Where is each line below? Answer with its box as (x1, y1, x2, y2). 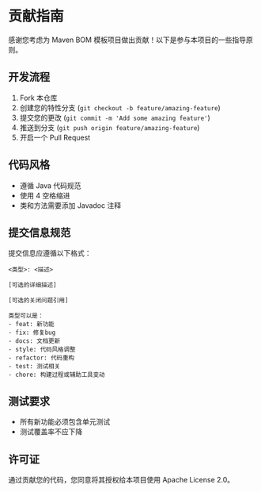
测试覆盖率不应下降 (19, 427, 83, 436)
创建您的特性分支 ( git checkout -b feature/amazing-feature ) (19, 102, 221, 112)
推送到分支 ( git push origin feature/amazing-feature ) (19, 122, 200, 132)
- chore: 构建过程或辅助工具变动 (8, 371, 105, 379)
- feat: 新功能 (8, 321, 55, 329)
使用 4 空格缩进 (19, 190, 70, 200)
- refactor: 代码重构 (8, 354, 75, 362)
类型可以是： (8, 312, 44, 320)
